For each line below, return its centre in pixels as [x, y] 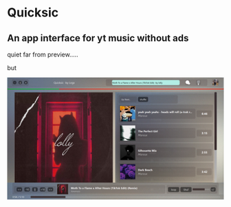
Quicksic [33, 13]
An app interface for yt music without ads [98, 38]
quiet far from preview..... [43, 54]
